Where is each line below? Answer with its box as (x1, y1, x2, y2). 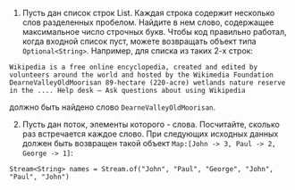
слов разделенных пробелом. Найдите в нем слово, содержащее (21, 17, 274, 28)
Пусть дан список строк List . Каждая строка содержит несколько (21, 8, 275, 18)
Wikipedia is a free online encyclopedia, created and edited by (9, 62, 257, 71)
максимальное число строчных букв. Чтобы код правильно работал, (21, 27, 288, 37)
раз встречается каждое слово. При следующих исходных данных (21, 128, 279, 139)
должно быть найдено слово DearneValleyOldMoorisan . (9, 102, 216, 112)
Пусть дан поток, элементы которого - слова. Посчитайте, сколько (21, 120, 280, 129)
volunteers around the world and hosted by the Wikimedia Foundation (9, 70, 274, 79)
